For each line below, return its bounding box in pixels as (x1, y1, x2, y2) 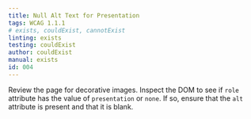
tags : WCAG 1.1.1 (8, 19, 66, 27)
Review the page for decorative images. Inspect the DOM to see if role (8, 85, 239, 94)
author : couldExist (8, 48, 73, 56)
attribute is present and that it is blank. (8, 102, 134, 111)
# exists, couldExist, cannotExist (8, 26, 126, 34)
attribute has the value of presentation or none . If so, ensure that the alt (8, 93, 244, 103)
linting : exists (8, 33, 62, 42)
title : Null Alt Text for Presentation (8, 11, 140, 20)
